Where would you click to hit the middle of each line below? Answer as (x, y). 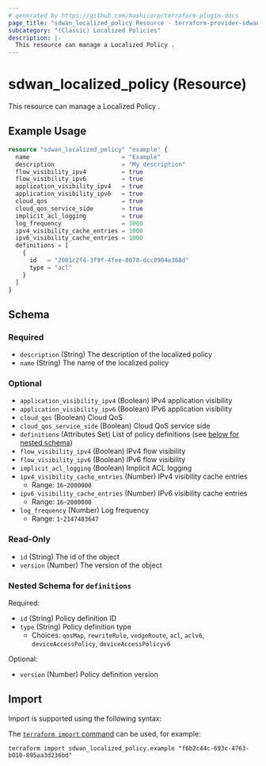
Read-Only (30, 539)
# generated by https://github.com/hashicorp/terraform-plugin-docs (123, 15)
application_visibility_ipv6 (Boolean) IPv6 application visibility (126, 409)
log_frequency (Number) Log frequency (84, 510)
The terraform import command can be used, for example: (104, 733)
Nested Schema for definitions (70, 586)
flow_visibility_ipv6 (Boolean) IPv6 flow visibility (103, 460)
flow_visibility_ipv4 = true (80, 171)
